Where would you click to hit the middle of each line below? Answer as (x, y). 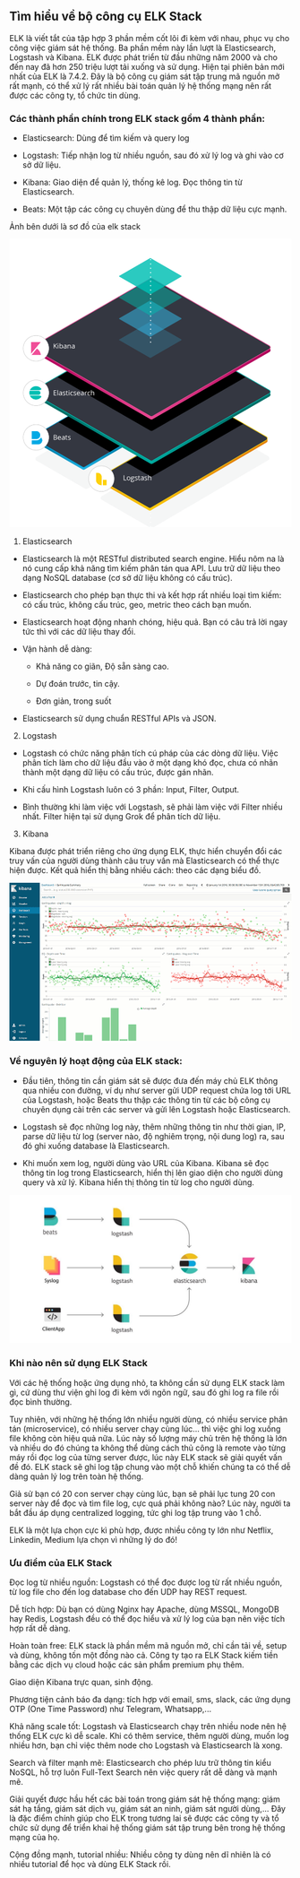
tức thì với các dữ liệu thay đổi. (79, 632)
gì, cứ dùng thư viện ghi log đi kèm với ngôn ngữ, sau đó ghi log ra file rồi (144, 1392)
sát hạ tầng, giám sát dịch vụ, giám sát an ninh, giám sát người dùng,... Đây (148, 1809)
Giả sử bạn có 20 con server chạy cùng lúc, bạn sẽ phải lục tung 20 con (142, 1493)
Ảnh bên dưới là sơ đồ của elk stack (75, 227)
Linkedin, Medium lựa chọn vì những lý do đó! (93, 1539)
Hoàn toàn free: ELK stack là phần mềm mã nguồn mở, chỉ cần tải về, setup (148, 1646)
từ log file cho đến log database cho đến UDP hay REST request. (129, 1592)
